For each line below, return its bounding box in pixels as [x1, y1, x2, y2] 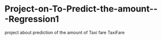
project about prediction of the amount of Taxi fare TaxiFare [4, 29, 125, 35]
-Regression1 [4, 13, 59, 25]
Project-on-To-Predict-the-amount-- [4, 3, 158, 14]
